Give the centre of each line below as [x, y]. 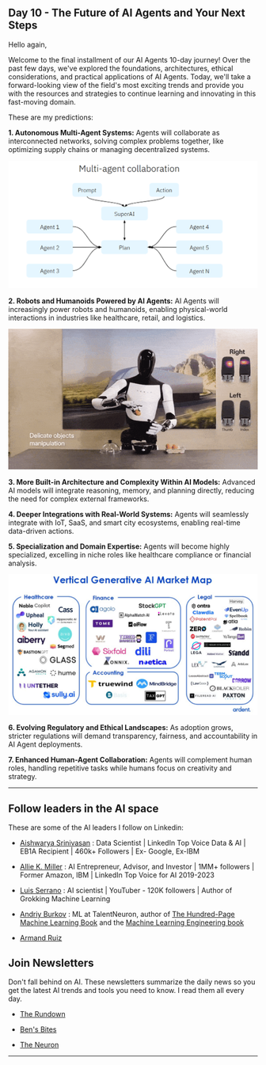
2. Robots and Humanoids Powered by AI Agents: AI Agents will [114, 301]
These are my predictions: [51, 117]
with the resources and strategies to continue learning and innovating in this [132, 93]
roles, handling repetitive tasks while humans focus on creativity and [120, 768]
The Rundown [42, 1014]
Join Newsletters [51, 962]
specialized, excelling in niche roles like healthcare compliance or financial [130, 555]
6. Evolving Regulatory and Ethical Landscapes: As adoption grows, [121, 727]
